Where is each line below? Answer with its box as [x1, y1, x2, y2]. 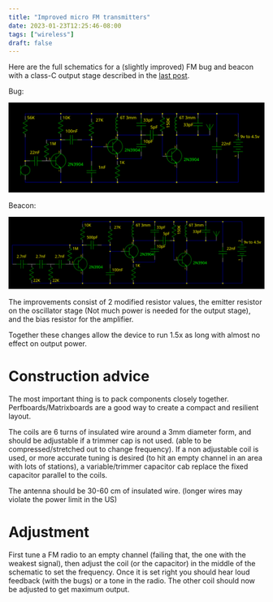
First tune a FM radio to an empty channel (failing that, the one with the [8, 550, 246, 560]
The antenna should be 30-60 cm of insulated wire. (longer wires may [8, 486, 243, 496]
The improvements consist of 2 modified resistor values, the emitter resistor [8, 297, 262, 307]
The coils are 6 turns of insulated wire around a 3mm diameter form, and [8, 427, 252, 437]
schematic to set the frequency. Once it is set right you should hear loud [8, 567, 250, 577]
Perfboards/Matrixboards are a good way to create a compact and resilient [8, 403, 259, 413]
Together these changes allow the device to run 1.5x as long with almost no [8, 330, 261, 340]
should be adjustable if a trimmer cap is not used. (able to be [8, 435, 212, 446]
